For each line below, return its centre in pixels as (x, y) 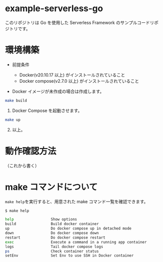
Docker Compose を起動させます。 (47, 111)
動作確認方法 (31, 151)
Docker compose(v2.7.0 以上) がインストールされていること (79, 81)
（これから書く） (22, 166)
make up (13, 120)
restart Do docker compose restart (55, 237)
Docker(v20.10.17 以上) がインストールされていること (72, 75)
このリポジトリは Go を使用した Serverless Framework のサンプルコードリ (80, 22)
